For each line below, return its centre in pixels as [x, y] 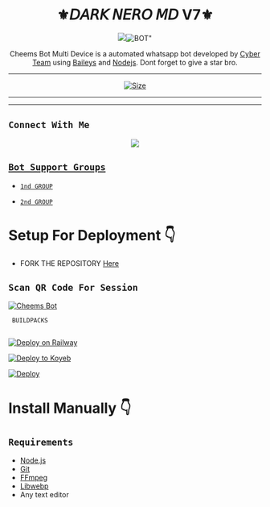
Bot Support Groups [57, 167]
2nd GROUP [37, 202]
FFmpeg [34, 478]
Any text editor [45, 495]
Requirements [41, 442]
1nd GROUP [37, 186]
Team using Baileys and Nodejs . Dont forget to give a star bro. [135, 62]
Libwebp [34, 486]
